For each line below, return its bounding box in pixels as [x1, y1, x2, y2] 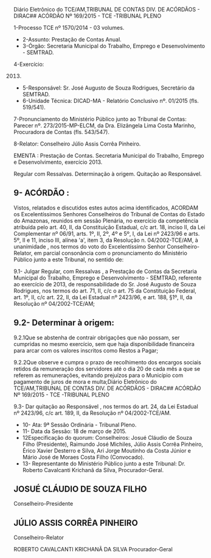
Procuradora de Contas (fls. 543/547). [13, 129, 109, 135]
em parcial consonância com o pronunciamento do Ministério [33, 249, 188, 256]
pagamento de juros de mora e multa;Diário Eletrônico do [13, 378, 157, 385]
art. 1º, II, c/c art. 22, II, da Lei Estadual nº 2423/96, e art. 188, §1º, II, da [13, 293, 193, 301]
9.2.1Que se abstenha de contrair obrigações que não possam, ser [13, 334, 180, 341]
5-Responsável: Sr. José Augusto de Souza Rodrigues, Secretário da [22, 84, 195, 91]
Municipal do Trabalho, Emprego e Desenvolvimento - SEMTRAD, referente [13, 274, 202, 281]
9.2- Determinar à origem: [13, 317, 115, 328]
